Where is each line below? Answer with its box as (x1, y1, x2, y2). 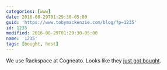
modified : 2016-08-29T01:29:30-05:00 (6, 30, 98, 36)
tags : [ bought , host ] (6, 41, 59, 47)
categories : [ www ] (6, 8, 51, 15)
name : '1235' (6, 36, 38, 41)
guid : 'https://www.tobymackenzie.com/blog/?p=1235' (6, 19, 137, 25)
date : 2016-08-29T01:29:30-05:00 (6, 14, 88, 20)
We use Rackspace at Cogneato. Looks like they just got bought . (6, 57, 162, 64)
